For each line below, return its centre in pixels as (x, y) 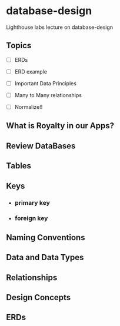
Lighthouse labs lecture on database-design (60, 27)
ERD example (31, 71)
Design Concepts (39, 297)
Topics (19, 46)
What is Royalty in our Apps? (60, 126)
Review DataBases (41, 146)
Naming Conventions (46, 237)
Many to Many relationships (48, 95)
